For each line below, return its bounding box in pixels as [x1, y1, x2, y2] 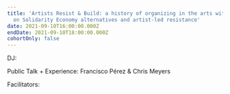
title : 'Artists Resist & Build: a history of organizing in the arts [7, 10, 213, 17]
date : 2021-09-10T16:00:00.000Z [7, 22, 99, 29]
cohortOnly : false [7, 35, 60, 42]
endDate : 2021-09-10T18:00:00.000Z [7, 29, 109, 36]
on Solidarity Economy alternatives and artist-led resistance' [13, 16, 201, 23]
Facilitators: [7, 80, 40, 89]
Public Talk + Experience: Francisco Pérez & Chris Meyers [7, 67, 171, 76]
